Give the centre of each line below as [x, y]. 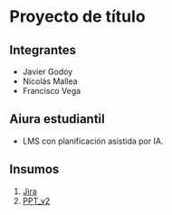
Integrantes [43, 50]
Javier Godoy [48, 71]
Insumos [34, 169]
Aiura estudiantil [57, 119]
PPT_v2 [36, 201]
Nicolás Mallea [50, 81]
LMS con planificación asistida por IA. [93, 141]
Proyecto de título [78, 17]
